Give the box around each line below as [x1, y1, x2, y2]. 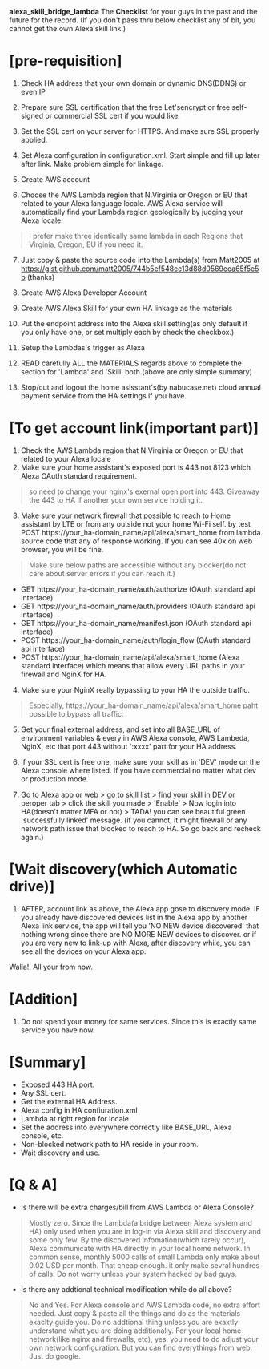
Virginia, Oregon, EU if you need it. [28, 240, 143, 249]
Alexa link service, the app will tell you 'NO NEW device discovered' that [20, 921, 259, 931]
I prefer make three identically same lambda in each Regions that [28, 231, 243, 240]
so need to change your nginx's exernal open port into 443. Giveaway [28, 487, 259, 496]
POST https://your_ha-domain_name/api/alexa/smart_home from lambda [20, 527, 261, 537]
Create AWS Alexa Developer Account [20, 288, 147, 297]
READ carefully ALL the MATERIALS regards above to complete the [20, 358, 243, 368]
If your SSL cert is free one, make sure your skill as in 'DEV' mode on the [20, 757, 261, 766]
